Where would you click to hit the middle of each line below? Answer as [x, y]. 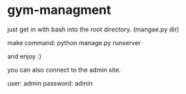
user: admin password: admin [50, 83]
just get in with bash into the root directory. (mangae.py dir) [93, 29]
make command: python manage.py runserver [74, 42]
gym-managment [59, 10]
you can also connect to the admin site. [64, 70]
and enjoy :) [25, 56]
